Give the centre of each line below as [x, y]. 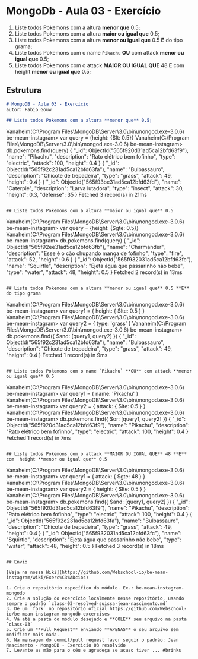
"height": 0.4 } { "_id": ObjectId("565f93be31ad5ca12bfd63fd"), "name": [94, 182]
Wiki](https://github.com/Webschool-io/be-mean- [107, 573]
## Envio [17, 562]
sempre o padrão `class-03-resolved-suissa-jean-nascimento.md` [87, 604]
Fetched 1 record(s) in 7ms [39, 438]
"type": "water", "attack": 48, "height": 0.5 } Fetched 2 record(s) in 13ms [94, 272]
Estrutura [24, 90]
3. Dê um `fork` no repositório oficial [57, 609]
